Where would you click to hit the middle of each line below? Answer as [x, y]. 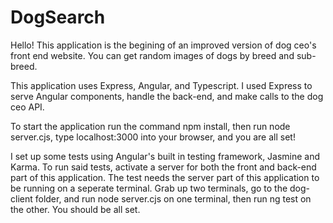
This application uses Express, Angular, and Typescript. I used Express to [161, 85]
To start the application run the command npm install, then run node [150, 126]
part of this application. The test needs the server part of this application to [165, 177]
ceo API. [27, 107]
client [21, 198]
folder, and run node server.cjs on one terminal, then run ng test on [173, 198]
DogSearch [58, 17]
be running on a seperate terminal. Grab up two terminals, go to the [149, 188]
